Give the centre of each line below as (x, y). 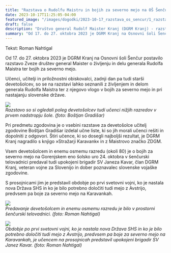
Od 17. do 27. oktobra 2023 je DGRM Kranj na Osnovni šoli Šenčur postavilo (84, 58)
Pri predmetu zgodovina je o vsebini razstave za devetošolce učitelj (76, 125)
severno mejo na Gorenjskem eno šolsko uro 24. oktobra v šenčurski (77, 157)
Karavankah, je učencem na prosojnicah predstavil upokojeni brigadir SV (82, 240)
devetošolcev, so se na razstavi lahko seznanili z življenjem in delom (77, 84)
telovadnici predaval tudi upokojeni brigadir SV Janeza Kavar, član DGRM (82, 162)
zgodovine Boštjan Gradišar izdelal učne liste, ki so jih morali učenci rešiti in (84, 131)
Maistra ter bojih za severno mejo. (41, 69)
